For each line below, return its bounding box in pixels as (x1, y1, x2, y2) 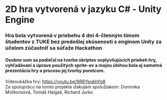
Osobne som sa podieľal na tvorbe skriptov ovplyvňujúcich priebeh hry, (5, 56, 157, 63)
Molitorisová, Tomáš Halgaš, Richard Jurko (5, 89, 93, 95)
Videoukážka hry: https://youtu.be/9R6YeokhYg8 (5, 78, 106, 84)
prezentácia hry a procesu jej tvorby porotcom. (5, 67, 105, 73)
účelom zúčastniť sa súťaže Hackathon (5, 44, 102, 51)
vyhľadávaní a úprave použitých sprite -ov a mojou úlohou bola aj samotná (5, 62, 163, 68)
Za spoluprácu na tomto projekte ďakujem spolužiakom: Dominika (5, 84, 141, 90)
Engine (5, 14, 35, 25)
